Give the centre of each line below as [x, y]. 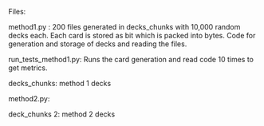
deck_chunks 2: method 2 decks [62, 114]
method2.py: [29, 98]
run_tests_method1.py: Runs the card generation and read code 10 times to [131, 59]
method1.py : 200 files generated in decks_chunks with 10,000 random [124, 27]
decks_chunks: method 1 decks [60, 83]
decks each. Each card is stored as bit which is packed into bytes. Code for [132, 35]
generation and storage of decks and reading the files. [98, 44]
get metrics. [28, 68]
